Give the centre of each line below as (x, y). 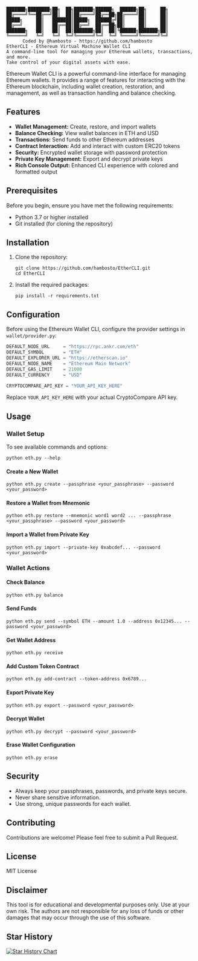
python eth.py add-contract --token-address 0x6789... (77, 679)
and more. (19, 57)
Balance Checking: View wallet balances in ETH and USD (87, 133)
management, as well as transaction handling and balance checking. (91, 93)
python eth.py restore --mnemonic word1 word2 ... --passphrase (89, 516)
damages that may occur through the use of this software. (78, 918)
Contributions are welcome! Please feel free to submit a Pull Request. (92, 837)
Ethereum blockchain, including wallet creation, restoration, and (85, 86)
